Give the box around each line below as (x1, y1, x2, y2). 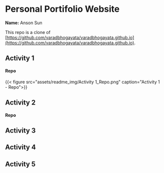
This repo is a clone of (5, 29, 51, 35)
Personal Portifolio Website (5, 3, 120, 15)
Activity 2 (5, 98, 36, 106)
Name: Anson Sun (5, 20, 42, 26)
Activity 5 (5, 160, 36, 168)
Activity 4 (5, 143, 36, 151)
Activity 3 (5, 126, 36, 135)
